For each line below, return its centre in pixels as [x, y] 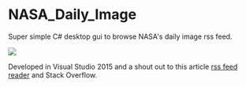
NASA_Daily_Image [72, 15]
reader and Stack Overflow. [53, 75]
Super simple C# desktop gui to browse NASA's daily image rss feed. [120, 36]
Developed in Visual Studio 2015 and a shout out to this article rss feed [123, 66]
